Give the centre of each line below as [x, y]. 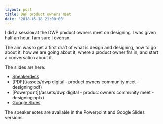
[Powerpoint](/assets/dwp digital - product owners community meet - [83, 92]
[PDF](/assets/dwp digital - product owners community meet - [76, 82]
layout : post [18, 10]
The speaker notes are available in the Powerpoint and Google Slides [75, 112]
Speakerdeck [26, 77]
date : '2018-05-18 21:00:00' [35, 19]
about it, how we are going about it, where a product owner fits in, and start [82, 52]
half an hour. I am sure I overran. [38, 38]
